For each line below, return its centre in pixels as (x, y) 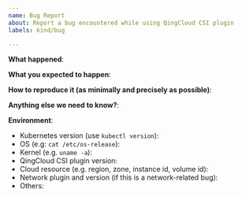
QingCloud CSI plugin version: (69, 161)
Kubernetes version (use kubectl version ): (89, 136)
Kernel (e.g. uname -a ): (56, 152)
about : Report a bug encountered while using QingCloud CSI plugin (121, 23)
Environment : (31, 121)
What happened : (36, 59)
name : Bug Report (37, 15)
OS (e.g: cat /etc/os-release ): (70, 144)
